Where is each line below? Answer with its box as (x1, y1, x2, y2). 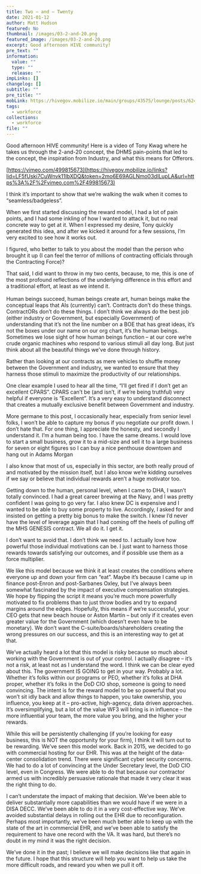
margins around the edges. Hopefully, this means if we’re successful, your (6, 605, 190, 612)
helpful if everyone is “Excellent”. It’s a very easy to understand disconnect (6, 395, 191, 401)
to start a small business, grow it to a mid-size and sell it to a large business (6, 438, 193, 445)
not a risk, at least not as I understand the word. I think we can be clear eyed (6, 662, 195, 668)
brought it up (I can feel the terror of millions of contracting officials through (6, 252, 193, 259)
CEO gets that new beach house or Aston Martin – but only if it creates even (6, 611, 193, 619)
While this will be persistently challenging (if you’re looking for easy (6, 730, 173, 737)
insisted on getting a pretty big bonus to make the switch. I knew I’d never (6, 512, 188, 519)
